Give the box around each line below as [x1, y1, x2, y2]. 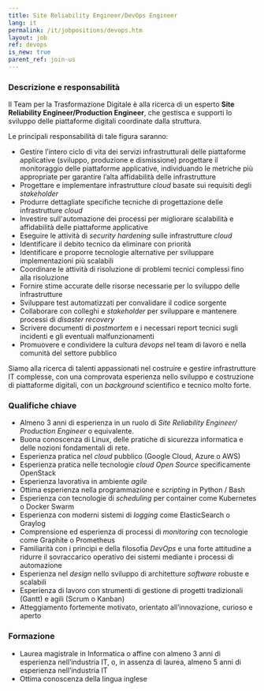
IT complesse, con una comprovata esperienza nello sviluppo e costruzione [8, 372, 255, 381]
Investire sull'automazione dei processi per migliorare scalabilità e [19, 214, 234, 223]
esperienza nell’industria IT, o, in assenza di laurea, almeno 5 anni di [19, 657, 242, 667]
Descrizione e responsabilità [8, 81, 121, 92]
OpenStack [19, 468, 57, 478]
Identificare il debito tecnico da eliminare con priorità [19, 239, 191, 249]
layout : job [8, 33, 47, 42]
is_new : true [8, 48, 51, 56]
